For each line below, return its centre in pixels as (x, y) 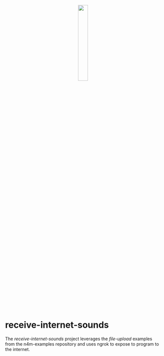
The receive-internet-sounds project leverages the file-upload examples (79, 339)
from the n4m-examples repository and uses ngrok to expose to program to (82, 344)
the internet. (18, 349)
